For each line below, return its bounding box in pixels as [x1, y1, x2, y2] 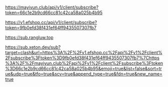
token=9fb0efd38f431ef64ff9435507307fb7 [5, 25, 97, 31]
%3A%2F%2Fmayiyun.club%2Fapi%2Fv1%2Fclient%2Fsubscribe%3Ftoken [5, 60, 163, 66]
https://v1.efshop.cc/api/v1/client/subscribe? [5, 20, 97, 25]
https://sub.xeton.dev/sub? [5, 44, 61, 50]
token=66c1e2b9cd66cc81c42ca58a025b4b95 [5, 10, 103, 16]
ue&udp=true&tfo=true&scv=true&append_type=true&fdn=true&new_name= [5, 71, 163, 77]
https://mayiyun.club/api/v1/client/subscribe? [5, 5, 99, 10]
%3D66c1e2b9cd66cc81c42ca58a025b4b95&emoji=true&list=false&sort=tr [5, 65, 162, 71]
